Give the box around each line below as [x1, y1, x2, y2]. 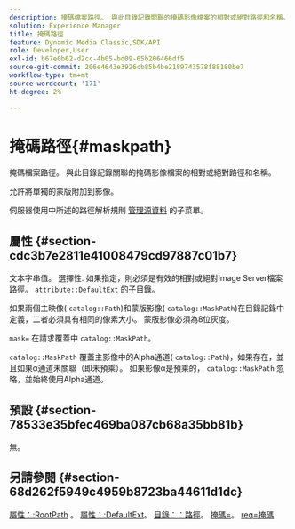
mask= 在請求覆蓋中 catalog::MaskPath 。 [9, 333, 156, 343]
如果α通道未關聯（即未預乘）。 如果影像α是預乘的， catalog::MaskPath [16, 363, 275, 373]
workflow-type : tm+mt [9, 71, 90, 80]
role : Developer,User [9, 46, 90, 55]
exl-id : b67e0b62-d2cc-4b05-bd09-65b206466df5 [9, 54, 185, 63]
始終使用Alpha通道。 [32, 374, 108, 385]
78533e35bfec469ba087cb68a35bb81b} [9, 417, 243, 432]
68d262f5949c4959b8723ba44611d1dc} [9, 485, 243, 500]
